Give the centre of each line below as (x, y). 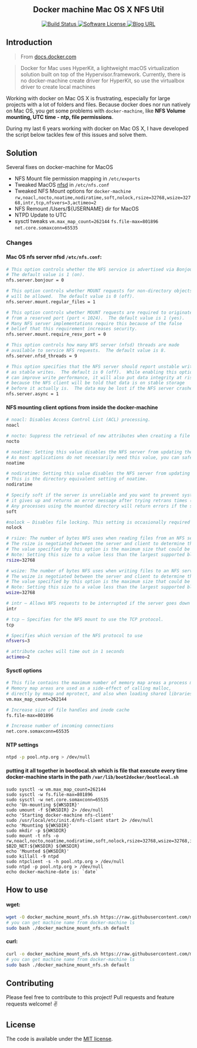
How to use (27, 889)
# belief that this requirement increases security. (72, 329)
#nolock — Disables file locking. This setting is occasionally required (98, 522)
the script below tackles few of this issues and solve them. (77, 134)
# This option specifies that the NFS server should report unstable (93, 367)
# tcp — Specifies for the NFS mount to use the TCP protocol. (85, 619)
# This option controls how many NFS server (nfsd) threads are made (93, 345)
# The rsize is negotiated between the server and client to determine (95, 544)
